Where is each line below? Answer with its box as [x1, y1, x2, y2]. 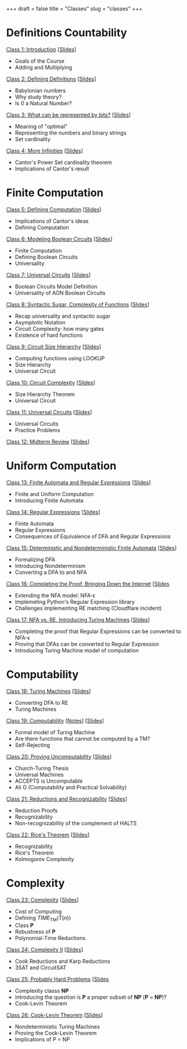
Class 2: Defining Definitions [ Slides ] [6, 75, 97, 83]
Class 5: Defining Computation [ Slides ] [6, 206, 102, 213]
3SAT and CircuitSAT [14, 964, 67, 971]
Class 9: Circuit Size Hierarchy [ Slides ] [6, 343, 102, 350]
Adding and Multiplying [14, 63, 73, 71]
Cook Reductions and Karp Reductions [14, 957, 111, 965]
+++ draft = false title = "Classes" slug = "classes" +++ [6, 5, 143, 12]
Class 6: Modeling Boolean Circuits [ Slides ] [6, 235, 113, 242]
